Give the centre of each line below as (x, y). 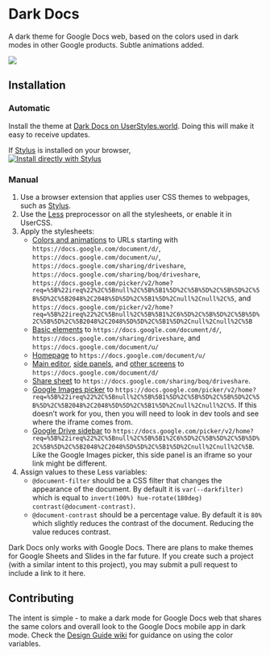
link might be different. (69, 463)
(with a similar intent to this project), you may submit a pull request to (123, 564)
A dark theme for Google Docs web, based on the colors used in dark (124, 36)
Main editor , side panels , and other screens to (108, 363)
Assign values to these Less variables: (83, 471)
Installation (37, 85)
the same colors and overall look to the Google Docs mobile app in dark (127, 626)
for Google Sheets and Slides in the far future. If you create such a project (131, 556)
